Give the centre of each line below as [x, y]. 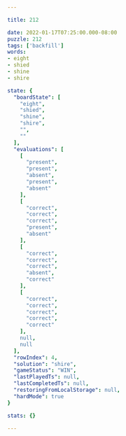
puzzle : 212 [24, 39]
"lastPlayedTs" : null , [47, 377]
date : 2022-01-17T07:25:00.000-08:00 [62, 32]
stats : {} [22, 416]
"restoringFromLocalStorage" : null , [67, 390]
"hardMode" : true [39, 396]
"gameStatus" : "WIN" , [45, 371]
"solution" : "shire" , [45, 364]
